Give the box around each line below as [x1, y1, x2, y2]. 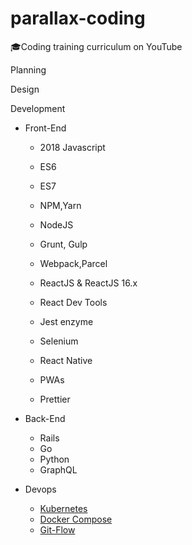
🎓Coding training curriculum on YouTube [10, 40, 183, 52]
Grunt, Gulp [39, 238, 88, 250]
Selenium [39, 335, 79, 347]
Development [10, 102, 66, 114]
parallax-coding [10, 7, 146, 30]
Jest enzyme [39, 315, 94, 327]
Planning [10, 63, 47, 76]
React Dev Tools [39, 296, 108, 308]
